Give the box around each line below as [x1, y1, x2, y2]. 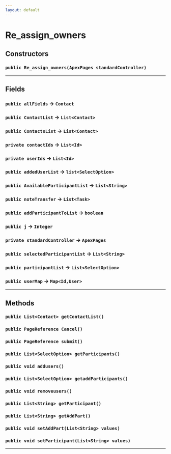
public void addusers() [5, 363, 65, 370]
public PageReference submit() [5, 339, 83, 345]
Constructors [5, 49, 49, 59]
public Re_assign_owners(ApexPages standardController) [5, 65, 147, 71]
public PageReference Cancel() [5, 326, 83, 332]
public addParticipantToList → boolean [5, 209, 104, 216]
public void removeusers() [5, 388, 72, 394]
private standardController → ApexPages [5, 237, 106, 244]
